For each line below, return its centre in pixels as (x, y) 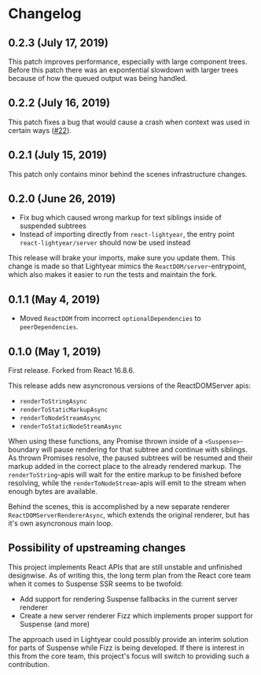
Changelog (45, 14)
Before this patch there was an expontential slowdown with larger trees (123, 70)
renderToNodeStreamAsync (60, 419)
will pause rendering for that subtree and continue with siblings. (144, 450)
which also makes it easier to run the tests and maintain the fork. (113, 275)
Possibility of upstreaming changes (97, 548)
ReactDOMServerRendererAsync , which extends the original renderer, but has (129, 515)
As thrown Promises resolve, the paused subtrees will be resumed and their (130, 458)
